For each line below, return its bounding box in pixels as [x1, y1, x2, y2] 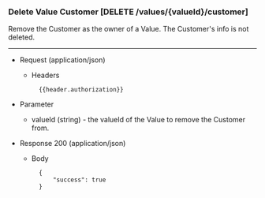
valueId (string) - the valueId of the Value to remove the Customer [31, 115, 246, 125]
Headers [31, 70, 60, 80]
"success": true [52, 176, 106, 184]
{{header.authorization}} [38, 86, 124, 94]
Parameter [19, 99, 54, 109]
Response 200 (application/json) [19, 139, 126, 148]
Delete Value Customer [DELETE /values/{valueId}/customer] [8, 6, 248, 17]
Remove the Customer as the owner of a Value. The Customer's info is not [8, 24, 249, 34]
